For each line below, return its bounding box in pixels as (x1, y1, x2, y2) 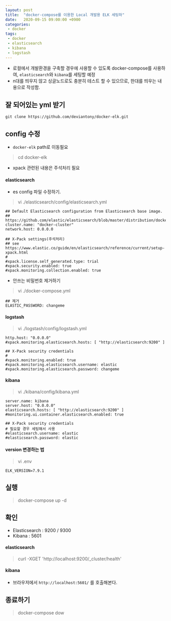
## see (5, 241, 19, 246)
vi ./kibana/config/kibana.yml (17, 388, 79, 395)
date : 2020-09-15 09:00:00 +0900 (5, 17, 81, 22)
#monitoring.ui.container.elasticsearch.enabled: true (5, 412, 124, 417)
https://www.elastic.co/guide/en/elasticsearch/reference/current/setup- (5, 246, 165, 251)
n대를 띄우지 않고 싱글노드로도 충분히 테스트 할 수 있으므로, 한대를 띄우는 (12, 78, 157, 84)
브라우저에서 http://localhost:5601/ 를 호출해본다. (12, 579, 118, 585)
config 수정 (5, 129, 41, 138)
